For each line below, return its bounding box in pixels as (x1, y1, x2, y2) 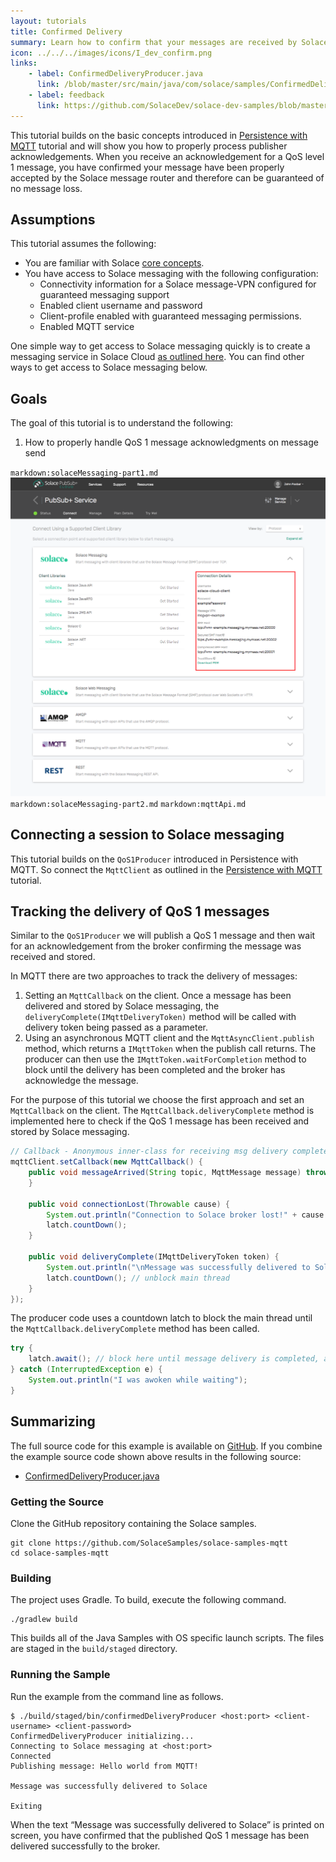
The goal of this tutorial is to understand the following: (10, 417, 234, 429)
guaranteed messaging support (39, 289, 170, 301)
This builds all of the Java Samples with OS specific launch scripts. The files (10, 1632, 325, 1644)
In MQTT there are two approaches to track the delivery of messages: (10, 970, 298, 982)
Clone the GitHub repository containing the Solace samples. (10, 1517, 257, 1529)
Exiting (10, 1801, 43, 1811)
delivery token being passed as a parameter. (24, 1021, 209, 1034)
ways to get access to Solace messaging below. (10, 361, 208, 374)
